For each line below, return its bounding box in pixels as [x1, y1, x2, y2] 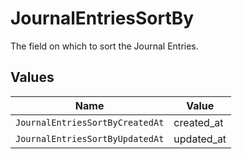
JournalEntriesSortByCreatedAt [15, 117, 165, 128]
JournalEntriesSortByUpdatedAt [15, 133, 165, 144]
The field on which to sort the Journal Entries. [10, 40, 199, 52]
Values [10, 69, 55, 86]
